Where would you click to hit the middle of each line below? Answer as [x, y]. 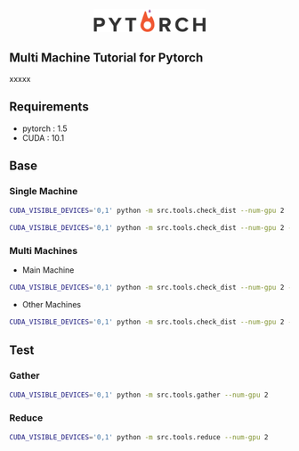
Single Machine [44, 192]
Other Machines [52, 305]
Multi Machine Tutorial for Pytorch [106, 57]
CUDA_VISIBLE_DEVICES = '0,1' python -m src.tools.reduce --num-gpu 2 [139, 438]
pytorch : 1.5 [45, 128]
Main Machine [48, 270]
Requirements [49, 107]
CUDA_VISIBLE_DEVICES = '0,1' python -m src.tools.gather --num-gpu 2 [139, 395]
